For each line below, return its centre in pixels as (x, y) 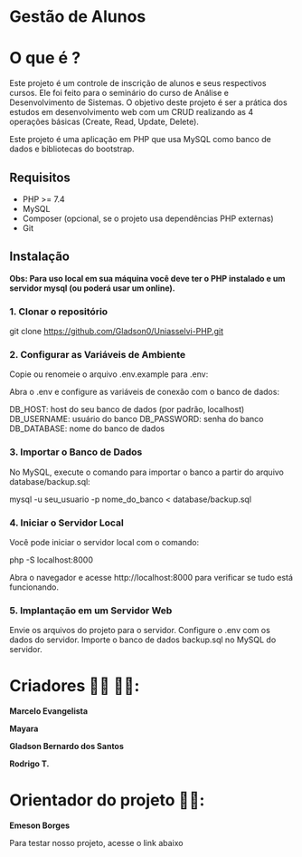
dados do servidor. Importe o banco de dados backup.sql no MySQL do (143, 640)
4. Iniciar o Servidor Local (67, 523)
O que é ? (45, 58)
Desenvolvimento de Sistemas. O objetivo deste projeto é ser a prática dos (148, 102)
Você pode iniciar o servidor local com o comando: (104, 542)
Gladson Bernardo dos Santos (67, 746)
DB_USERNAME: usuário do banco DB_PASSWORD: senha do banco (137, 419)
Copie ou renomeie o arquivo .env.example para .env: (109, 374)
